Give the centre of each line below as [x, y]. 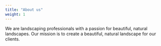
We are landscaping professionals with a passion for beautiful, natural [76, 28]
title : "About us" [24, 10]
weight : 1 [15, 14]
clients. [13, 39]
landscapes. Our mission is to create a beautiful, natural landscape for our [80, 34]
